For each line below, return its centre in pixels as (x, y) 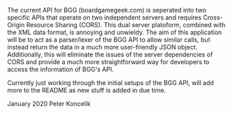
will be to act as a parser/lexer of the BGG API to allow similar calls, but (109, 40)
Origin (16, 25)
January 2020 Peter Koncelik (49, 103)
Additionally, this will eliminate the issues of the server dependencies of (110, 54)
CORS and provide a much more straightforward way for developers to (108, 62)
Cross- (213, 17)
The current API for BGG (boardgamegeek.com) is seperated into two (107, 10)
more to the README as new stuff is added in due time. (86, 90)
